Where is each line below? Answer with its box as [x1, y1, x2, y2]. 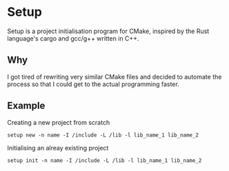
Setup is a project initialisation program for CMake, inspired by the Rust [7, 27, 210, 35]
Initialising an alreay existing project [7, 143, 109, 152]
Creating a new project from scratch [7, 118, 110, 126]
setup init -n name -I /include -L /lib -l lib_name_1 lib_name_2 [7, 157, 202, 164]
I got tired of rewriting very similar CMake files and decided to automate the [7, 72, 222, 81]
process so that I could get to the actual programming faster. [7, 80, 179, 88]
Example [7, 100, 46, 112]
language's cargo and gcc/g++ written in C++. [7, 34, 139, 42]
